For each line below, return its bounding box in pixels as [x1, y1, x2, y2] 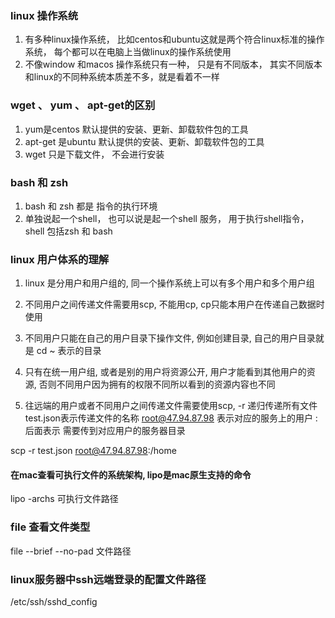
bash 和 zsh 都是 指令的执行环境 [24, 200, 158, 212]
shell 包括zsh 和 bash [24, 225, 113, 237]
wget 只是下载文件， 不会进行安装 [24, 148, 165, 160]
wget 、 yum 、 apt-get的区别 [10, 98, 156, 112]
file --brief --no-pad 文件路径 [10, 545, 132, 557]
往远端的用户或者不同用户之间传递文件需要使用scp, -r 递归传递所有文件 [24, 400, 318, 412]
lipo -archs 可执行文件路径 [10, 493, 119, 505]
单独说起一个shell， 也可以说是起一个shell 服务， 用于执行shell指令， [24, 212, 310, 224]
